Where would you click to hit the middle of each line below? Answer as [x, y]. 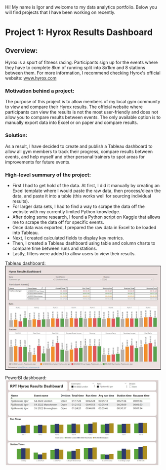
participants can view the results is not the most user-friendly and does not [82, 112]
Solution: [16, 135]
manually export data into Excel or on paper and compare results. [72, 122]
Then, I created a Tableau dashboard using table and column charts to [84, 243]
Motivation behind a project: [40, 91]
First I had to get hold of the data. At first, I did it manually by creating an [86, 185]
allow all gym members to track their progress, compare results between [79, 151]
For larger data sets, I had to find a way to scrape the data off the [78, 206]
